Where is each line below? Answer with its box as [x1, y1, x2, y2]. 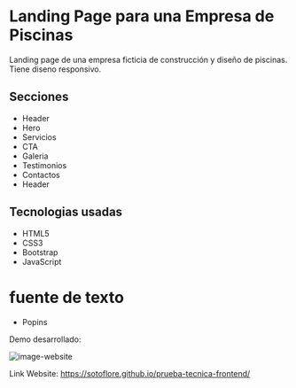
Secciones [9, 89, 69, 105]
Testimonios [21, 159, 67, 170]
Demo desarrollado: [9, 334, 82, 345]
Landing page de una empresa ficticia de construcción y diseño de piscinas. [9, 54, 288, 65]
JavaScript [21, 256, 62, 267]
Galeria [21, 151, 49, 161]
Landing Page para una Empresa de [9, 6, 275, 27]
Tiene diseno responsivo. [9, 64, 102, 74]
